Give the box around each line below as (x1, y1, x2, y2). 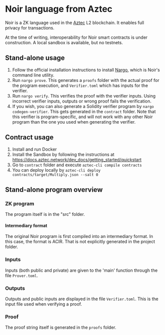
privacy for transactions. (5, 25, 55, 30)
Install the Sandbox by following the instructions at (12, 151, 114, 157)
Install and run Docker (12, 146, 57, 152)
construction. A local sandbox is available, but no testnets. (5, 39, 123, 45)
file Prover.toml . (5, 272, 38, 278)
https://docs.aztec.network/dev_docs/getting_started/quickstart (12, 156, 142, 162)
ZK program (5, 200, 34, 207)
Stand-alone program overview (5, 185, 103, 194)
